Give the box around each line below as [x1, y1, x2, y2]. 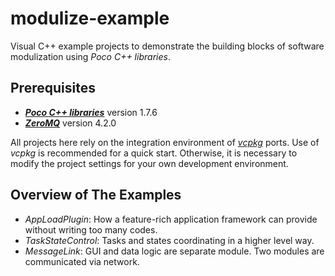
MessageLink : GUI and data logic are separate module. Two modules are [24, 245, 325, 257]
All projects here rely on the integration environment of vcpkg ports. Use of [10, 136, 320, 148]
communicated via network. [24, 255, 140, 267]
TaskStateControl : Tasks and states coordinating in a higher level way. [24, 234, 315, 246]
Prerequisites [10, 80, 96, 97]
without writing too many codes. [24, 223, 158, 236]
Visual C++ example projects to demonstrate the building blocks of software [10, 40, 325, 52]
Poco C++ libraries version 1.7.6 [24, 106, 158, 118]
